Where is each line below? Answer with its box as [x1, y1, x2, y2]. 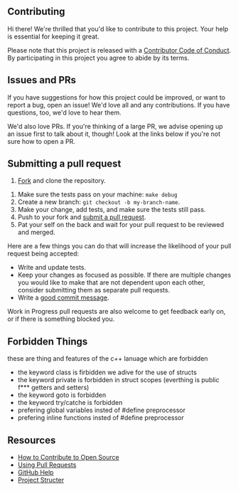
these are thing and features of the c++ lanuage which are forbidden [7, 354, 208, 363]
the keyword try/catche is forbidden [17, 398, 123, 407]
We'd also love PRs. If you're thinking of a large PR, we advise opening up [7, 122, 224, 130]
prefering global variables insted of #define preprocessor [17, 406, 186, 415]
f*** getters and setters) [17, 384, 90, 392]
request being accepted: [7, 249, 80, 258]
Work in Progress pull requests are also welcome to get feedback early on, [7, 307, 226, 316]
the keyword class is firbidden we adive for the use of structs [17, 368, 198, 376]
